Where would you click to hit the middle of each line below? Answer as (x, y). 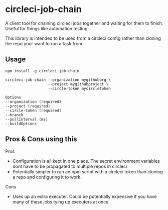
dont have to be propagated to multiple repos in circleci (70, 166)
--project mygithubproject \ (78, 84)
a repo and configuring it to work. (47, 177)
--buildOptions (21, 124)
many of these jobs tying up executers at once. (61, 201)
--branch (14, 115)
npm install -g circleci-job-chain (42, 71)
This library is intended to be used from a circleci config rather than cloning (83, 38)
